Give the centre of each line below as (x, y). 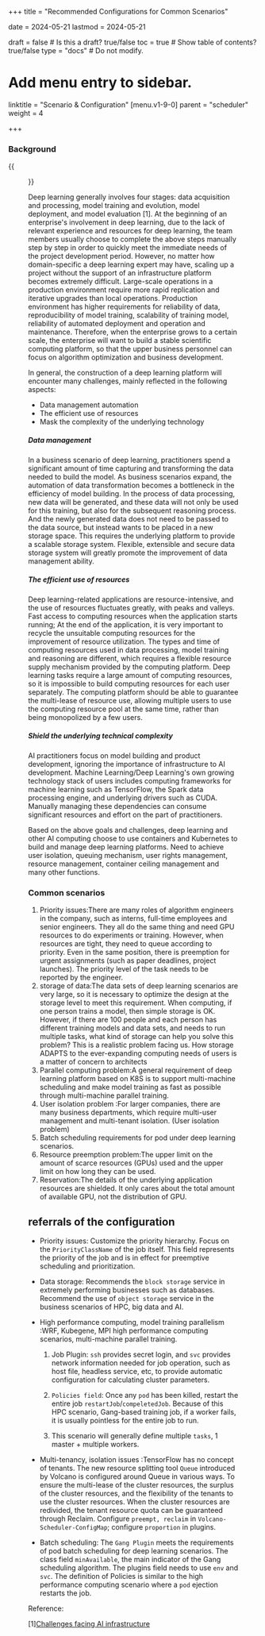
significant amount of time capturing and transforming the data (131, 468)
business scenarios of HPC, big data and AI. (111, 1307)
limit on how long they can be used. (98, 1172)
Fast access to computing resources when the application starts (133, 616)
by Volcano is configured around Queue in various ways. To (137, 1476)
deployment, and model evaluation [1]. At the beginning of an (128, 214)
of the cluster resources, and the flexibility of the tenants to (136, 1494)
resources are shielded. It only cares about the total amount (137, 1188)
